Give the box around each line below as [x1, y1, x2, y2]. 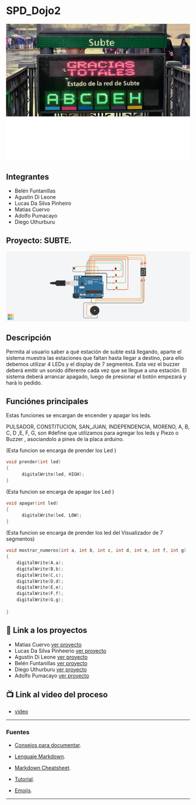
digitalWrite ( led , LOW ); [21, 512, 82, 518]
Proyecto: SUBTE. [6, 235, 72, 245]
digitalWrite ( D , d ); [16, 578, 64, 584]
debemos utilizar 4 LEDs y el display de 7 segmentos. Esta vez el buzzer [6, 361, 180, 368]
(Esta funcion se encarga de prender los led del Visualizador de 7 [6, 529, 163, 536]
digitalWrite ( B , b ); [16, 566, 64, 572]
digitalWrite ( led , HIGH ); [21, 471, 85, 477]
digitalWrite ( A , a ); [16, 560, 64, 566]
